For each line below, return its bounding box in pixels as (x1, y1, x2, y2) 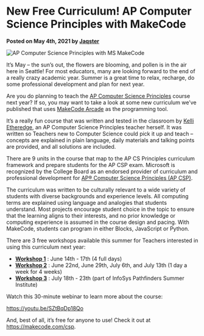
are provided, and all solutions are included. (6, 143, 116, 150)
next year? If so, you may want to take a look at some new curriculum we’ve (6, 99, 197, 106)
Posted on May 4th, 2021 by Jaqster (6, 37, 99, 45)
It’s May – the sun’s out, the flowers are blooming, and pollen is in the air (6, 61, 187, 68)
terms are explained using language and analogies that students (6, 199, 167, 206)
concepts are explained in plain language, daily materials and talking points (6, 136, 195, 144)
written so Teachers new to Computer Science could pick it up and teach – (6, 130, 194, 137)
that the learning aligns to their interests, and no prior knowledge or (6, 212, 175, 219)
